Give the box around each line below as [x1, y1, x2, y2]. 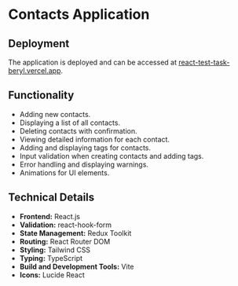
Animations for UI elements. [19, 167, 110, 178]
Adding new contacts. [19, 109, 91, 119]
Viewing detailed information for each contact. [19, 134, 170, 144]
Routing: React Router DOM [19, 236, 111, 246]
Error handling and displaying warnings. [19, 159, 149, 169]
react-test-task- [178, 57, 230, 67]
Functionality [8, 89, 75, 102]
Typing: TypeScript [19, 253, 83, 262]
